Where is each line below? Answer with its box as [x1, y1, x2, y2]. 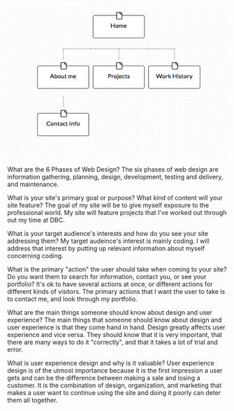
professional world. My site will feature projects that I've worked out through [7, 209, 227, 217]
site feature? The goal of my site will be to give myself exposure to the [7, 201, 210, 209]
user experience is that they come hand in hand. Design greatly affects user [7, 323, 226, 331]
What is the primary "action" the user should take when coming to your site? [7, 265, 227, 274]
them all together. [7, 396, 58, 405]
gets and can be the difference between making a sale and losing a [7, 374, 200, 382]
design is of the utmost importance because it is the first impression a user [7, 366, 223, 375]
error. [7, 345, 23, 354]
